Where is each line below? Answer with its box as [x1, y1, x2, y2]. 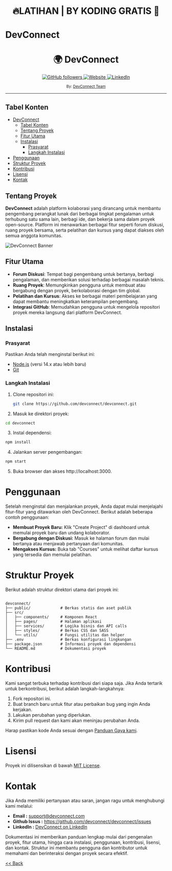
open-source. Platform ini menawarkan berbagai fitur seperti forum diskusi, [5, 221, 165, 227]
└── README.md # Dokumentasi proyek [5, 646, 106, 651]
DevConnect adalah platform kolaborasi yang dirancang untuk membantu [5, 205, 161, 211]
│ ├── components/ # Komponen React [5, 615, 97, 620]
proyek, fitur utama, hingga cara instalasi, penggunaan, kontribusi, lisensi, [5, 839, 161, 845]
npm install [5, 440, 31, 445]
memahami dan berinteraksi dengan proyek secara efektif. [5, 850, 128, 856]
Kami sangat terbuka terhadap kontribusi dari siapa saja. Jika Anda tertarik [5, 680, 163, 686]
